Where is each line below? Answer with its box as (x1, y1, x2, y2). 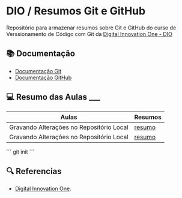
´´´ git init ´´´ (6, 148, 35, 155)
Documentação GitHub (14, 74, 72, 81)
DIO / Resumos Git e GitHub (6, 4, 146, 18)
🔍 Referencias (6, 166, 62, 176)
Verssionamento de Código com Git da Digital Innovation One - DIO (6, 30, 173, 37)
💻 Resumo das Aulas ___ (6, 92, 100, 103)
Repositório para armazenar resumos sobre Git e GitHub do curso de (6, 24, 177, 31)
